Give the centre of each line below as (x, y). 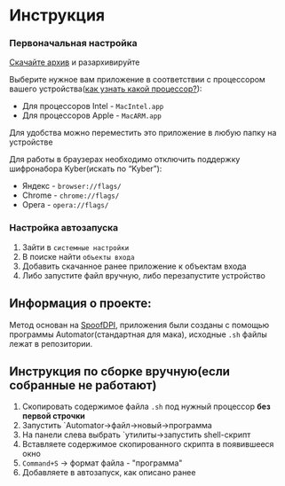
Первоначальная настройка (73, 43)
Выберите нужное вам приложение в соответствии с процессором (138, 80)
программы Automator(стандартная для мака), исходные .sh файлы (139, 334)
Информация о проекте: (80, 304)
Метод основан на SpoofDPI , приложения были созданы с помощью (139, 325)
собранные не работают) (83, 385)
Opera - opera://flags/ (65, 205)
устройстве (31, 142)
